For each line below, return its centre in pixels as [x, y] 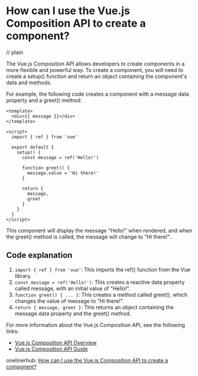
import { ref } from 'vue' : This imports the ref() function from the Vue [103, 269]
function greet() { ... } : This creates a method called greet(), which [101, 295]
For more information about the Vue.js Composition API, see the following [95, 325]
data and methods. [29, 82]
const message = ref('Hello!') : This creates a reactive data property [100, 282]
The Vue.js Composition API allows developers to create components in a [95, 64]
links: [13, 331]
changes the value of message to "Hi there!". [69, 301]
